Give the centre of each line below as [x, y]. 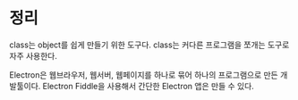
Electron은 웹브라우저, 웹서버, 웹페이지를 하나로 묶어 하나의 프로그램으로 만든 [144, 75]
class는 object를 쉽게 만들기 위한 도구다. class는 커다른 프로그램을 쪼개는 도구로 [149, 45]
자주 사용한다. [34, 55]
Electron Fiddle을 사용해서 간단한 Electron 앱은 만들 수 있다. [149, 86]
